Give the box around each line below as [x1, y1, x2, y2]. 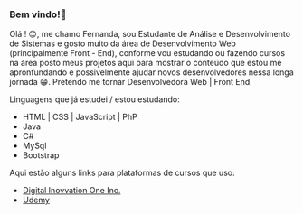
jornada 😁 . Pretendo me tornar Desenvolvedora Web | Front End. [9, 77, 253, 88]
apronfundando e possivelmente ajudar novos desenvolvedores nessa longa [9, 67, 294, 78]
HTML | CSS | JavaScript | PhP [22, 112, 137, 123]
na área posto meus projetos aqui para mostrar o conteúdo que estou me [9, 58, 282, 69]
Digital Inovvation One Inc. [22, 185, 121, 196]
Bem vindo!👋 [9, 8, 67, 21]
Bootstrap [22, 150, 60, 161]
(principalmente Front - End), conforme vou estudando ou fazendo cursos [9, 48, 286, 59]
